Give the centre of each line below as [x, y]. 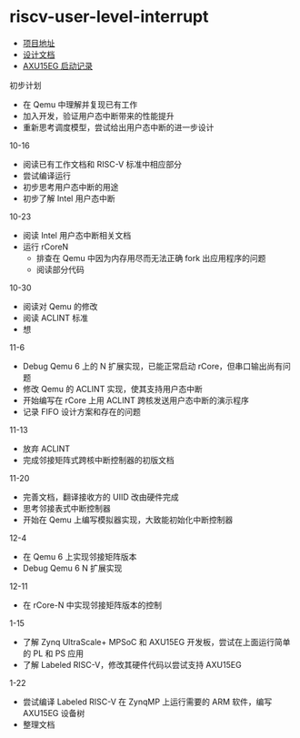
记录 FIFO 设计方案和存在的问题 [81, 411]
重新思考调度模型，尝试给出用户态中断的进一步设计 [118, 127]
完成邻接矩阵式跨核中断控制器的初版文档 [98, 460]
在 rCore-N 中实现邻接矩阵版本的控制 [92, 605]
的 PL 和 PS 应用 [53, 653]
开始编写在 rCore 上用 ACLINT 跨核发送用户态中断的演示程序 [136, 400]
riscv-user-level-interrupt [109, 17]
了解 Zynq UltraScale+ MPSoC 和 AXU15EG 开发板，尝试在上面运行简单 [156, 642]
